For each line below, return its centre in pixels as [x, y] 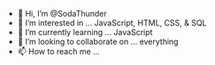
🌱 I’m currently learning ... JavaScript [85, 32]
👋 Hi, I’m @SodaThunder [62, 14]
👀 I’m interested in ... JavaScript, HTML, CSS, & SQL [112, 23]
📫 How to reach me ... [58, 51]
